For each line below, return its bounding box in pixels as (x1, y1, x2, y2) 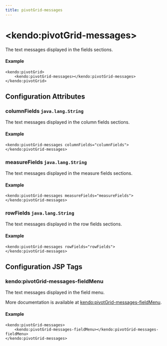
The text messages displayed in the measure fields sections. (5, 170, 133, 176)
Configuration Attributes (5, 93, 85, 101)
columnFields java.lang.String (5, 108, 84, 115)
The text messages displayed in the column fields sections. (5, 119, 130, 125)
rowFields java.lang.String (5, 210, 75, 217)
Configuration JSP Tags (5, 263, 83, 271)
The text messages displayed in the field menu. (5, 289, 105, 295)
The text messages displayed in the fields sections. (5, 47, 113, 53)
